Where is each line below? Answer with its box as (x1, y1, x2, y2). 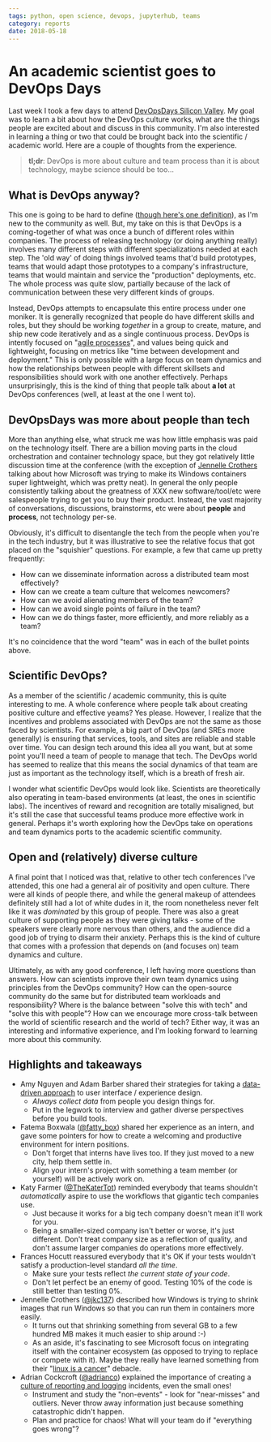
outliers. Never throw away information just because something (32, 1398, 244, 1408)
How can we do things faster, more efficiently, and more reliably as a (19, 612, 249, 622)
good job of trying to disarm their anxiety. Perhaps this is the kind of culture (8, 932, 260, 942)
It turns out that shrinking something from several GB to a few (32, 1320, 238, 1331)
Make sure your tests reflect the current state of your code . (32, 1269, 231, 1279)
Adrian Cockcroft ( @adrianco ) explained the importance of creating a (19, 1372, 252, 1382)
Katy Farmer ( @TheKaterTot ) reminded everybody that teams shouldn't (19, 1182, 258, 1193)
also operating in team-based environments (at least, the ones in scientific (8, 792, 256, 802)
